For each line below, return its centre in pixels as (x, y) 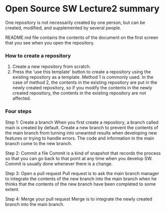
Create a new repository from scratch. (52, 67)
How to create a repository (38, 55)
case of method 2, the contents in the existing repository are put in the (85, 82)
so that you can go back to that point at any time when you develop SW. (79, 158)
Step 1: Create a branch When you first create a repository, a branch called (82, 122)
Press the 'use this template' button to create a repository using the (82, 72)
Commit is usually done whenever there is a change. (59, 164)
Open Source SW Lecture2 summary (82, 9)
